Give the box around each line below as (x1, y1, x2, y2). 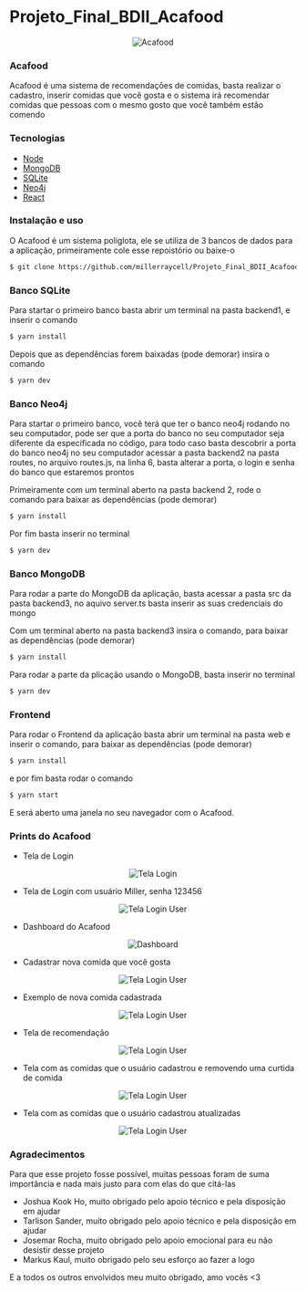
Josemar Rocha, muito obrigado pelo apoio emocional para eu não (22, 1235, 273, 1246)
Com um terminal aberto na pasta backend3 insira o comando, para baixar (9, 625, 289, 636)
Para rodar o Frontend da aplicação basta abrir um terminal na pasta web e (9, 729, 291, 740)
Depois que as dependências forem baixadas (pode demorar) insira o (9, 349, 270, 359)
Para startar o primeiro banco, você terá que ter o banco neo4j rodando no (9, 418, 291, 430)
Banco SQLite (9, 284, 71, 297)
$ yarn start (9, 791, 59, 800)
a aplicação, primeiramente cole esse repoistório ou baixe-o (9, 245, 235, 255)
